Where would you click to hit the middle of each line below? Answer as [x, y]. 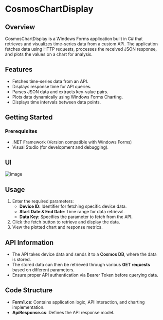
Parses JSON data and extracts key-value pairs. [60, 92]
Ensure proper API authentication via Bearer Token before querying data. [85, 275]
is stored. [21, 259]
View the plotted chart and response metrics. [57, 227]
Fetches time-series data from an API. [50, 81]
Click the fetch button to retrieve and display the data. [66, 222]
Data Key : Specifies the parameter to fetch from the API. [76, 217]
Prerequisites [21, 131]
